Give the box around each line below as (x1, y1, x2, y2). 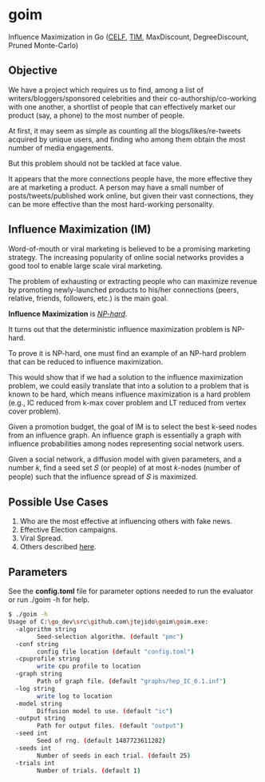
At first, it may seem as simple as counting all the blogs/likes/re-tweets (8, 126, 241, 135)
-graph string (15, 670, 62, 678)
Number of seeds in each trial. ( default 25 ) (37, 752, 192, 760)
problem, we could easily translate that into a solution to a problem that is (8, 381, 250, 390)
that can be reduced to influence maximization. (8, 357, 164, 366)
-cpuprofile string (15, 655, 81, 663)
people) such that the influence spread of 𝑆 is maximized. (8, 472, 198, 481)
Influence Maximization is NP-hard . (8, 309, 128, 318)
